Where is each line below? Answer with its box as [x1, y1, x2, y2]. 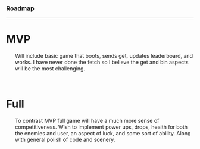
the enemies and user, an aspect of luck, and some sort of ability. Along [14, 130, 191, 137]
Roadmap [6, 4, 35, 13]
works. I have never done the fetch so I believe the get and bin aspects [14, 58, 189, 66]
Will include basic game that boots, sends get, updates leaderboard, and [14, 52, 193, 60]
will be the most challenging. [14, 65, 85, 72]
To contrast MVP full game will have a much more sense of [14, 117, 160, 125]
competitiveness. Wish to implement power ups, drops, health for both [14, 123, 188, 131]
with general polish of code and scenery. [14, 136, 115, 144]
